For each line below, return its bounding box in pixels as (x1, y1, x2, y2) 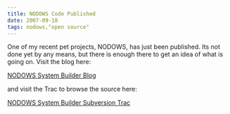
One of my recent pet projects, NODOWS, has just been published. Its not (7, 43, 220, 51)
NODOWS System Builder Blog (7, 71, 96, 80)
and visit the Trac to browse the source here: (7, 85, 137, 94)
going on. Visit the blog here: (7, 58, 91, 66)
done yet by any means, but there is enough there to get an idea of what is (7, 50, 224, 58)
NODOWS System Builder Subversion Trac (7, 99, 131, 107)
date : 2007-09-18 (7, 17, 58, 24)
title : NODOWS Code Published (7, 10, 96, 18)
